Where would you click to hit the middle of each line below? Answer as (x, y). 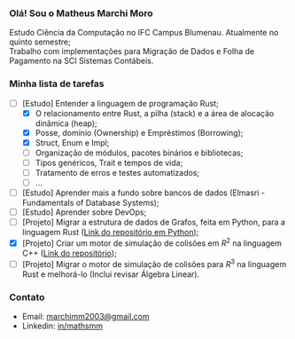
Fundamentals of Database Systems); (90, 203)
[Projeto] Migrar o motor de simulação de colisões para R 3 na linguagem (154, 263)
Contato (27, 297)
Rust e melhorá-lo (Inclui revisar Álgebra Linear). (111, 274)
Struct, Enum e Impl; (72, 142)
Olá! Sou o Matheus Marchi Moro (81, 13)
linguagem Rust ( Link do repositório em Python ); (110, 233)
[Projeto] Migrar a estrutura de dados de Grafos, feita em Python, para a (154, 222)
